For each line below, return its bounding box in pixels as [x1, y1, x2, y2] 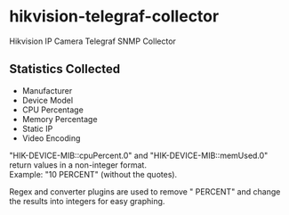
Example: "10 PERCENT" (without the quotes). [9, 169, 178, 179]
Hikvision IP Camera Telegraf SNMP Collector [9, 36, 176, 46]
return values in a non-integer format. [9, 159, 147, 170]
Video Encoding [21, 132, 81, 144]
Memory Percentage [21, 113, 98, 124]
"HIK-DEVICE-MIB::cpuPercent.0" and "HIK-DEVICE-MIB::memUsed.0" [9, 150, 269, 161]
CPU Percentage [21, 104, 84, 115]
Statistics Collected [9, 62, 121, 77]
